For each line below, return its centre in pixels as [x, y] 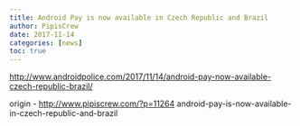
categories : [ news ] [46, 43]
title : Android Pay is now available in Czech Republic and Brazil [139, 18]
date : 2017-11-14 [42, 34]
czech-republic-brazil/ [51, 86]
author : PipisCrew [44, 26]
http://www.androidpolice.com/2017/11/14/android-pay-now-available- [140, 76]
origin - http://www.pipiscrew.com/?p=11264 [92, 103]
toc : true [28, 51]
